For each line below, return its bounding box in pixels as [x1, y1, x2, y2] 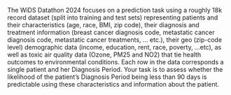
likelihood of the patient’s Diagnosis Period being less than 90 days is [7, 73, 207, 81]
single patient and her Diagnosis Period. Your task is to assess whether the [7, 66, 223, 73]
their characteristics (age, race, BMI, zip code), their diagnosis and [7, 21, 199, 29]
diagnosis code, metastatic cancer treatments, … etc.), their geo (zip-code [7, 36, 223, 44]
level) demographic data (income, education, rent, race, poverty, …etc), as [7, 43, 222, 51]
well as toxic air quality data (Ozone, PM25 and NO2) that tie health [7, 50, 202, 59]
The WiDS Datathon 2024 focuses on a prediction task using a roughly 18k [7, 6, 223, 14]
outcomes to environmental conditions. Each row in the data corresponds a [7, 58, 224, 66]
